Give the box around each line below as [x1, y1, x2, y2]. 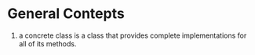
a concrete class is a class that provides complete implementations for [18, 31, 247, 40]
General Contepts [7, 5, 125, 23]
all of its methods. [18, 38, 77, 48]
